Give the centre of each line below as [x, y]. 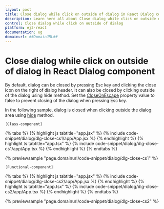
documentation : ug [24, 32]
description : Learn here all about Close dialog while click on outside [81, 19]
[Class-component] [24, 124]
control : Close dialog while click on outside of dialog [64, 23]
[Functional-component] [29, 167]
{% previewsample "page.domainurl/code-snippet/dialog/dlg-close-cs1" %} [82, 158]
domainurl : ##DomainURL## [31, 37]
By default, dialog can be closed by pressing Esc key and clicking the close [81, 85]
